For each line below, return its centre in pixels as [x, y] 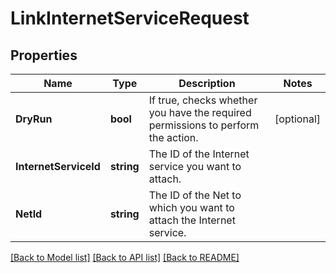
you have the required [200, 112]
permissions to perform [204, 125]
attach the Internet [192, 220]
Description [207, 83]
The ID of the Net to [195, 195]
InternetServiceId [58, 166]
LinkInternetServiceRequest [130, 18]
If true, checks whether [203, 100]
